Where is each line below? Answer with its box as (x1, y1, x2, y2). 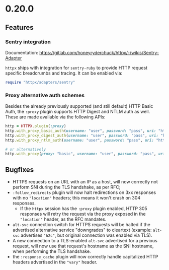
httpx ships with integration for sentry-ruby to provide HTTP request (5, 64, 147, 71)
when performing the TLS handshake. (12, 248, 92, 254)
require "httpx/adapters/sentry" (5, 80, 75, 85)
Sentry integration (5, 38, 51, 45)
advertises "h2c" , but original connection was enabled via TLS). (21, 232, 152, 238)
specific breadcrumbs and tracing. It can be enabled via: (5, 70, 123, 76)
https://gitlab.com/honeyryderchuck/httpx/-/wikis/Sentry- (39, 49, 159, 55)
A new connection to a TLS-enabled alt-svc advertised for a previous (12, 238, 157, 244)
